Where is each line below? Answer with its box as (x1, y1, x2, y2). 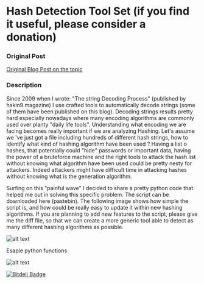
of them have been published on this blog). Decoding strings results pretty (6, 108, 193, 115)
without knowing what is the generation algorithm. (6, 172, 132, 180)
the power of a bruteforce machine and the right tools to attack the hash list (6, 153, 196, 160)
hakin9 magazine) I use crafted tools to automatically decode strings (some (6, 101, 196, 108)
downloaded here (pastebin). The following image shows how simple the (6, 197, 189, 205)
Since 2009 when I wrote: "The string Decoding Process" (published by (6, 94, 186, 102)
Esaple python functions (6, 247, 68, 254)
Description (6, 81, 42, 90)
